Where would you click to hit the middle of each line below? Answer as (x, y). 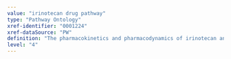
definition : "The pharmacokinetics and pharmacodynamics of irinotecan (112, 39)
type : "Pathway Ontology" (44, 20)
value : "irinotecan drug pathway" (57, 13)
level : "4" (23, 45)
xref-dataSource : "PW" (40, 32)
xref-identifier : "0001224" (47, 26)
